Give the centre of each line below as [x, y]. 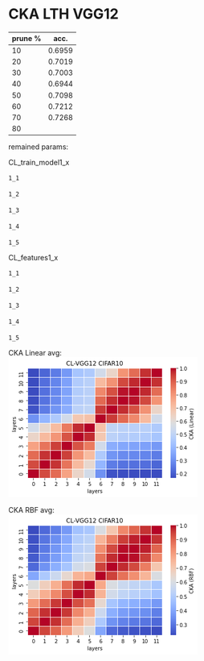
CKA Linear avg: [35, 352]
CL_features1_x [33, 257]
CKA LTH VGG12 [63, 14]
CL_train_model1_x [39, 162]
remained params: [39, 147]
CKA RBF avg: [31, 509]
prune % [27, 39]
